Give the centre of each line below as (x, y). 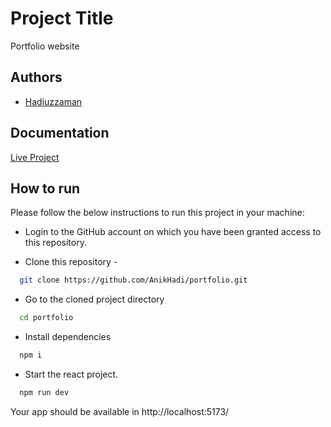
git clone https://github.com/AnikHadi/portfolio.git (133, 280)
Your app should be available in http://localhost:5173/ (120, 411)
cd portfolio (46, 318)
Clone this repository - (71, 262)
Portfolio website (45, 46)
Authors (36, 77)
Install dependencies (68, 337)
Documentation (60, 133)
